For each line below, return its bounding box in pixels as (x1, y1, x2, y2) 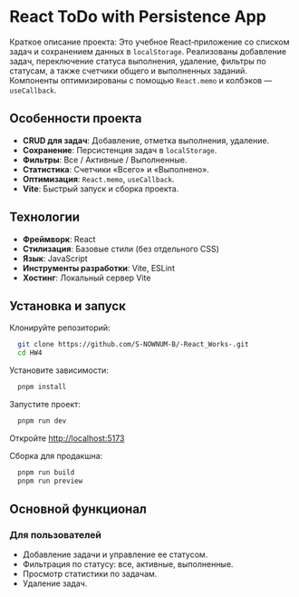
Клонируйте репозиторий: (9, 322, 111, 333)
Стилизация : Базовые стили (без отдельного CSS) (22, 243, 220, 254)
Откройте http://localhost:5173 (9, 433, 125, 444)
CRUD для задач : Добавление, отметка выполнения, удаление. (22, 134, 270, 146)
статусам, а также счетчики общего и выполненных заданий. (9, 65, 247, 76)
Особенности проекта (9, 111, 142, 126)
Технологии (9, 210, 80, 225)
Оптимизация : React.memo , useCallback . (22, 173, 175, 184)
